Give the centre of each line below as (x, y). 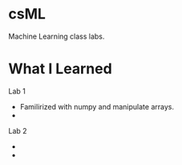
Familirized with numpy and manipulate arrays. (97, 106)
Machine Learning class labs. (57, 36)
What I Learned (60, 69)
